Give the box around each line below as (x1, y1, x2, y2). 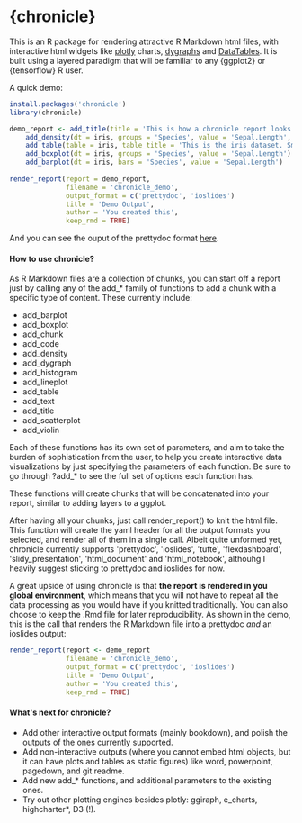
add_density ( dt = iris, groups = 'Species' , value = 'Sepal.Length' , (25, 132, 292, 141)
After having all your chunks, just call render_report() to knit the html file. (9, 515, 279, 526)
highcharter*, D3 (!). (22, 803, 96, 814)
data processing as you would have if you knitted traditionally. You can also (9, 600, 289, 610)
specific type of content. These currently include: (9, 293, 193, 303)
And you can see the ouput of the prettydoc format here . (9, 232, 219, 244)
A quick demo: (9, 82, 63, 93)
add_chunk (22, 329, 64, 339)
